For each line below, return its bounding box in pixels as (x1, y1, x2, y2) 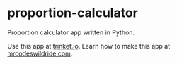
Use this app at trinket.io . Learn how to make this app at (7, 41, 171, 50)
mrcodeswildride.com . (7, 49, 73, 58)
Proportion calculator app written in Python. (7, 28, 135, 37)
